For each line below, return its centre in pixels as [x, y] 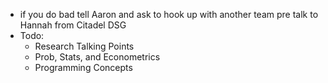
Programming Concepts [83, 67]
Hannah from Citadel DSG [73, 25]
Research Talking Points [84, 46]
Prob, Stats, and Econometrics [97, 57]
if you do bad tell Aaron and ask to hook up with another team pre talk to [169, 14]
